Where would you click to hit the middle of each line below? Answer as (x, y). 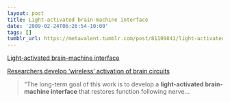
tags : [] (20, 32)
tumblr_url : (24, 39)
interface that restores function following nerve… (120, 92)
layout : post (26, 13)
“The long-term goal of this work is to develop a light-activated (114, 84)
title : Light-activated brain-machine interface (78, 20)
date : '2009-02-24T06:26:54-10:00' (58, 26)
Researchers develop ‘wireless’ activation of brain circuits (88, 71)
